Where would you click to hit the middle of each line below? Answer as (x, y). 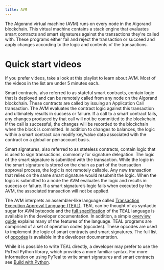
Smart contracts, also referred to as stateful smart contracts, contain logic (80, 93)
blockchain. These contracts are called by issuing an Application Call (74, 103)
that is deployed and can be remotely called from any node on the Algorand (81, 98)
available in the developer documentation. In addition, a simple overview (78, 216)
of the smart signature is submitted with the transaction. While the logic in (80, 160)
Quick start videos (43, 64)
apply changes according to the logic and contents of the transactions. (76, 44)
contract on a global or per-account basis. (48, 139)
